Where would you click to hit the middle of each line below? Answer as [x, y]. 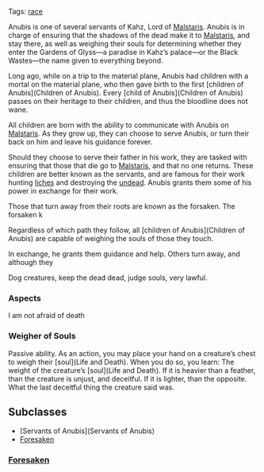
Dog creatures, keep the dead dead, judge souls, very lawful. [108, 278]
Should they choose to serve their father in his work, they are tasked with [128, 157]
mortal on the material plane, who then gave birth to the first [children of [126, 84]
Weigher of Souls [42, 336]
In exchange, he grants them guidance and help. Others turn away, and [124, 254]
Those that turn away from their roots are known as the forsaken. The [122, 206]
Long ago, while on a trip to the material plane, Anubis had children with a [128, 76]
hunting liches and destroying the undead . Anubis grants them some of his [130, 182]
